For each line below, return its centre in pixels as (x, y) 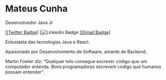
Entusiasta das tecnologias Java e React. (48, 42)
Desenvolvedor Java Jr (29, 22)
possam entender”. (25, 72)
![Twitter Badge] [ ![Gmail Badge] (58, 32)
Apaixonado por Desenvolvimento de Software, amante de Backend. (76, 51)
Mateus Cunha (36, 9)
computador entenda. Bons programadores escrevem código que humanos (83, 66)
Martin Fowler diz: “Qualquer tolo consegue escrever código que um (76, 61)
